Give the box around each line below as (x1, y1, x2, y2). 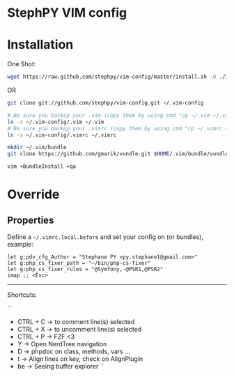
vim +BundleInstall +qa (7, 163, 77, 170)
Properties (7, 214, 54, 226)
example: (7, 240, 33, 248)
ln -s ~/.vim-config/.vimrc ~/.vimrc (7, 131, 117, 139)
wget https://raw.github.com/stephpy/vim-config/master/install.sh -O (7, 73, 217, 81)
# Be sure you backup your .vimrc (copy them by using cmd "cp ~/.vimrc (7, 125, 223, 132)
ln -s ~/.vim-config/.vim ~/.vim (7, 118, 104, 125)
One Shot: (7, 60, 36, 68)
